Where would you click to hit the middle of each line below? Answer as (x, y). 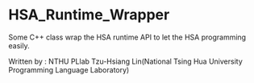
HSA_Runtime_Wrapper (89, 15)
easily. (19, 45)
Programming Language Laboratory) (69, 69)
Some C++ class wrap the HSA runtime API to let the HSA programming (127, 37)
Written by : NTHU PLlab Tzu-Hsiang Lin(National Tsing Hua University (126, 61)
